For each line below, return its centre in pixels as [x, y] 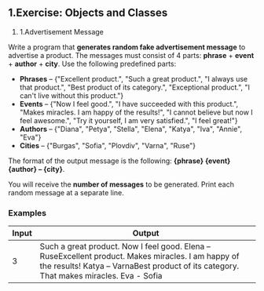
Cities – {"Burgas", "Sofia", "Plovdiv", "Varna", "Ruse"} [108, 145]
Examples [27, 213]
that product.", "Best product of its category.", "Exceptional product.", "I [134, 87]
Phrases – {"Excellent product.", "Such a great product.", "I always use [134, 78]
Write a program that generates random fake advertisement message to [127, 47]
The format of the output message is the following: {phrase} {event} [119, 161]
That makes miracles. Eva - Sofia [101, 276]
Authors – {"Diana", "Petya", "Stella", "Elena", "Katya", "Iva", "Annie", [131, 129]
